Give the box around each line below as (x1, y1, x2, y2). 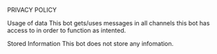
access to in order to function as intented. (7, 27, 126, 34)
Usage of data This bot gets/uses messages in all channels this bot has (7, 19, 210, 27)
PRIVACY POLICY (7, 6, 57, 14)
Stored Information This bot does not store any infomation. (7, 40, 174, 47)
